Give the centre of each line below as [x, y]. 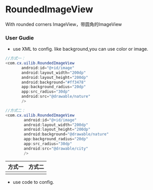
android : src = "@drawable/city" [56, 149]
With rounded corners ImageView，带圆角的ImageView [64, 24]
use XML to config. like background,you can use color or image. [81, 49]
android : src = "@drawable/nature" [56, 97]
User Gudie [20, 38]
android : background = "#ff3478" [54, 82]
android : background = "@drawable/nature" [66, 134]
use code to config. [33, 182]
